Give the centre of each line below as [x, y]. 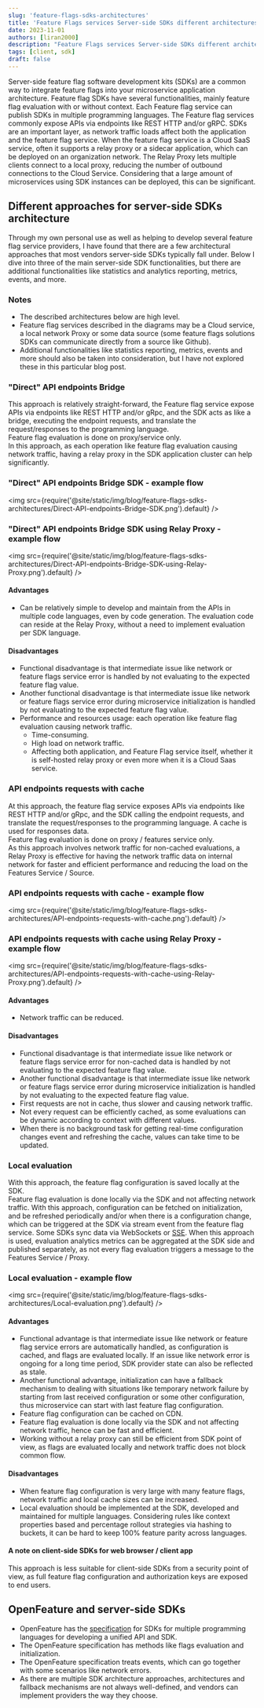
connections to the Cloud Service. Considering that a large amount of [121, 173]
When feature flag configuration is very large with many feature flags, [132, 1491]
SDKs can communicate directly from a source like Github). [115, 342]
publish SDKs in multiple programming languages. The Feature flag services [131, 115]
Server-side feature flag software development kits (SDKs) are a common [127, 81]
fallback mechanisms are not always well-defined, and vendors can [128, 1687]
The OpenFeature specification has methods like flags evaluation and [132, 1645]
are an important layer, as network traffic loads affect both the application [127, 131]
